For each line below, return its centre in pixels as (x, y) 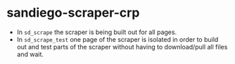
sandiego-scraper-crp (73, 13)
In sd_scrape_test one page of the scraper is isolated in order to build (118, 39)
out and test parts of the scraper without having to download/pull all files (122, 47)
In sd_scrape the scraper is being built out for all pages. (97, 32)
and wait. (30, 54)
